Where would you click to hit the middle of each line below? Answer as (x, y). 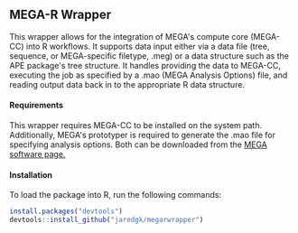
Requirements (37, 105)
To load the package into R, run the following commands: (116, 195)
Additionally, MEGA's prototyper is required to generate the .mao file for (142, 135)
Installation (31, 174)
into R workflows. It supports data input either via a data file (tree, (148, 46)
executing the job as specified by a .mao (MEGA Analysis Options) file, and (149, 75)
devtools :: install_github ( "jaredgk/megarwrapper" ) (107, 220)
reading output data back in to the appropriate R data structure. (127, 84)
